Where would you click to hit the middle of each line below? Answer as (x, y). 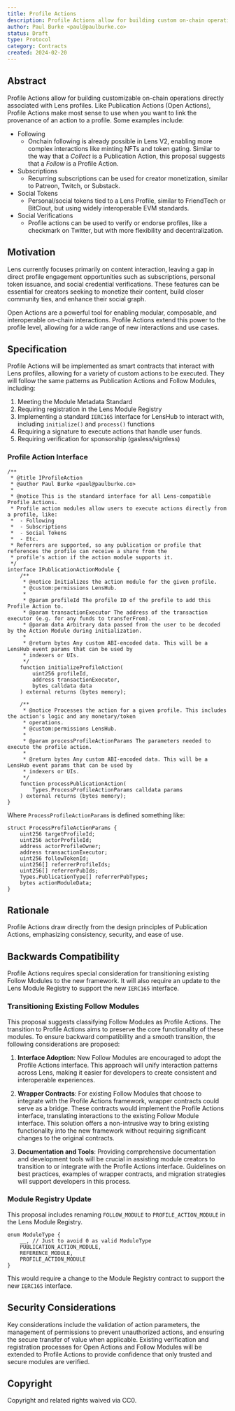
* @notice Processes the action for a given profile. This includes (125, 710)
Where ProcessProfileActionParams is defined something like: (96, 815)
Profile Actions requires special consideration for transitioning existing (108, 973)
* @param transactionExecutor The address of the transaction (115, 613)
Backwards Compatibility (64, 956)
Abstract (27, 81)
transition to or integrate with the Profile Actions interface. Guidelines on (121, 1166)
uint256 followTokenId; (55, 858)
